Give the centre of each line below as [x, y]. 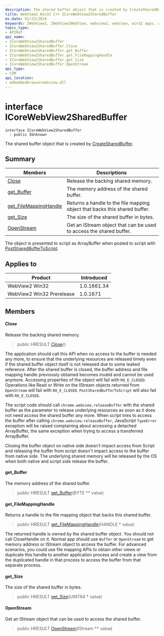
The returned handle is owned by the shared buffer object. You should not [80, 534]
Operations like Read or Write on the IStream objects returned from [72, 385]
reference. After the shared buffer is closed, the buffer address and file [76, 369]
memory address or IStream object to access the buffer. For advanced [76, 544]
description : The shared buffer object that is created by [66, 10]
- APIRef [14, 32]
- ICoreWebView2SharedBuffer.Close [41, 46]
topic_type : [17, 28]
